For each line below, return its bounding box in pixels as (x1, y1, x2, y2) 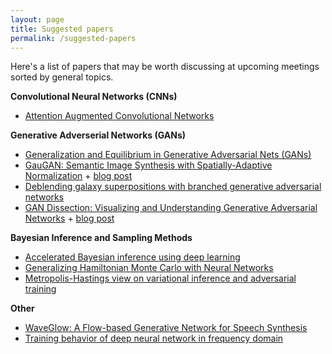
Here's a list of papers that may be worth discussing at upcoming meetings (10, 61, 320, 73)
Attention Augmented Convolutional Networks (24, 110, 215, 122)
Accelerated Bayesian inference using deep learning (24, 251, 241, 263)
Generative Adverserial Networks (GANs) (10, 129, 187, 141)
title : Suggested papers (10, 24, 114, 34)
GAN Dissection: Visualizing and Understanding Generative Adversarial (24, 202, 318, 214)
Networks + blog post (24, 212, 115, 225)
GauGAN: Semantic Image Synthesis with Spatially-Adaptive (24, 159, 273, 171)
